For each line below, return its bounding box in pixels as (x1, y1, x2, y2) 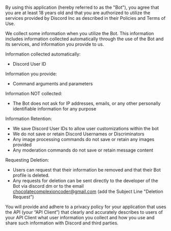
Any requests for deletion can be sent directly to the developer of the (12, 178, 158, 184)
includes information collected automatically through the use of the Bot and (5, 36, 164, 42)
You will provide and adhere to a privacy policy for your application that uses (5, 204, 166, 210)
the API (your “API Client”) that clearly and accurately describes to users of (5, 209, 163, 215)
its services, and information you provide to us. (5, 41, 104, 47)
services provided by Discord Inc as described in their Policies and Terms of (5, 15, 166, 21)
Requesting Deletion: (5, 157, 50, 163)
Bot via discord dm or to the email (12, 183, 84, 189)
